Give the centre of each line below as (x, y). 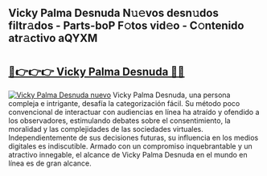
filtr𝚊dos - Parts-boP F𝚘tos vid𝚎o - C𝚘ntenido (126, 26)
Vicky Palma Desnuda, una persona (171, 95)
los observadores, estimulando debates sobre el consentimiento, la (119, 121)
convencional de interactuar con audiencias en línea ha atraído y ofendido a (134, 112)
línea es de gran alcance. (50, 163)
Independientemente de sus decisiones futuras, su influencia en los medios (133, 137)
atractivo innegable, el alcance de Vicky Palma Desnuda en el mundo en (128, 155)
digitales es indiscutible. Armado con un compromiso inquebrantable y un (131, 146)
